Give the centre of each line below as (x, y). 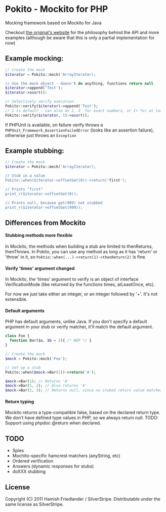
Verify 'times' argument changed (40, 268)
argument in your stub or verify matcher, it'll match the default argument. (79, 327)
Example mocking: (34, 59)
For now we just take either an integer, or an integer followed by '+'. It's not (81, 294)
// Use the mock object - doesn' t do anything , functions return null (79, 83)
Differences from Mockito (45, 223)
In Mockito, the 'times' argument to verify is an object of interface (72, 279)
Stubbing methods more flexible (39, 235)
